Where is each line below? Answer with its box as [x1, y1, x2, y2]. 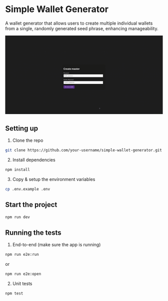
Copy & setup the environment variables [12, 176, 95, 182]
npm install [5, 167, 30, 172]
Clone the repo [12, 137, 43, 144]
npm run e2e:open [5, 271, 41, 277]
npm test [5, 291, 23, 296]
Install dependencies [12, 157, 56, 163]
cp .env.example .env [5, 187, 50, 192]
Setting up [5, 124, 38, 133]
